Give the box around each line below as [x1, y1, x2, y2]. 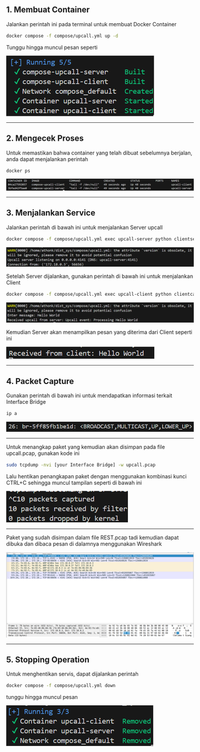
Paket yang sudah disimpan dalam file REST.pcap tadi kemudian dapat [6, 534, 179, 541]
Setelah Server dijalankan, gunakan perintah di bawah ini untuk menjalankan [6, 273, 193, 280]
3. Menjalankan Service [6, 208, 96, 218]
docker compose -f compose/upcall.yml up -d [6, 33, 118, 39]
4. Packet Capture [6, 376, 74, 386]
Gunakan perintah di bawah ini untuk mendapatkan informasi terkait [6, 392, 173, 399]
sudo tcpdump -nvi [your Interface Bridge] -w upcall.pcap [6, 462, 156, 468]
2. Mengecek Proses [6, 134, 85, 144]
